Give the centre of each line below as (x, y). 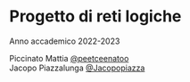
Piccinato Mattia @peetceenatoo (69, 58)
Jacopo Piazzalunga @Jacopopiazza (77, 68)
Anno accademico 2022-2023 (65, 41)
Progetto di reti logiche (95, 16)
